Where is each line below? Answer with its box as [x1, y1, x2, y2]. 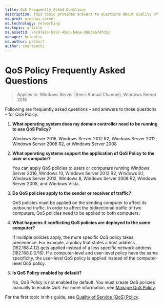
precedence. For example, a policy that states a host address [12, 239, 135, 245]
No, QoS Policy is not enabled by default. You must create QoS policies [12, 279, 155, 285]
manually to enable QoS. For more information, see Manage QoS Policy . [12, 284, 156, 290]
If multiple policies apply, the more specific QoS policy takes [12, 234, 134, 240]
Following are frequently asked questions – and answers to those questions [5, 106, 157, 112]
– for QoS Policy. [5, 111, 39, 117]
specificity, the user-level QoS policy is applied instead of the [12, 255, 136, 261]
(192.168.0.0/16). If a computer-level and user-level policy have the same [12, 250, 158, 255]
